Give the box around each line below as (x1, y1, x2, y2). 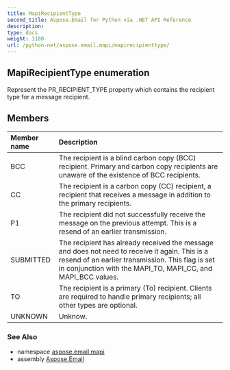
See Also (7, 332, 38, 341)
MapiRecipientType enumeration (7, 67, 150, 79)
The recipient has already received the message (58, 238, 214, 247)
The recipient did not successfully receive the (58, 210, 206, 219)
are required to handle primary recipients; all (58, 292, 201, 301)
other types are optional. (58, 300, 138, 310)
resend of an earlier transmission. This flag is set (58, 255, 216, 264)
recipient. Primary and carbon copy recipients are (58, 162, 218, 171)
